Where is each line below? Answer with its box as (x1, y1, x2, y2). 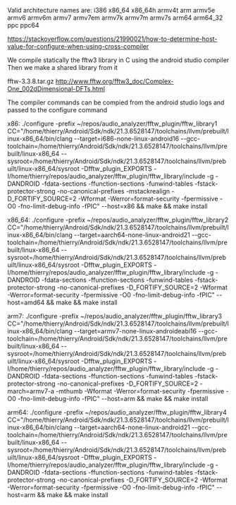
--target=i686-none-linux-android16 (73, 134, 180, 143)
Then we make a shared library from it (7, 64, 118, 71)
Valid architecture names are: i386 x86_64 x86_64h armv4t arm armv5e (7, 6, 216, 14)
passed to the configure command (7, 106, 108, 114)
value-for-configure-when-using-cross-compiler (7, 42, 149, 50)
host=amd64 (7, 298, 45, 307)
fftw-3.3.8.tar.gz (7, 77, 54, 85)
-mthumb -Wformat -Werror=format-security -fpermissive (56, 387, 225, 395)
